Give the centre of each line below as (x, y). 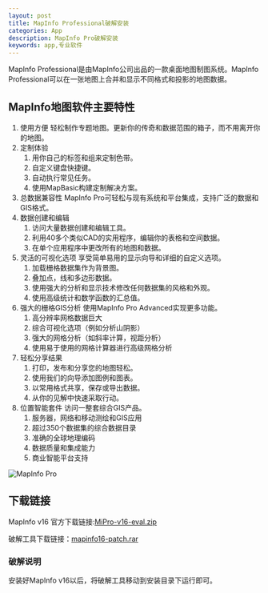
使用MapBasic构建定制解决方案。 (87, 187)
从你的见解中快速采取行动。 (78, 398)
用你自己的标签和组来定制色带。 (84, 158)
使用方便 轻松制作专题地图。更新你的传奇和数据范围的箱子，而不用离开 (136, 127)
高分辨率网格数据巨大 (67, 318)
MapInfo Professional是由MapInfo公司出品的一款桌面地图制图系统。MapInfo (134, 70)
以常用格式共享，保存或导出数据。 (88, 387)
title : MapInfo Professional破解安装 (69, 23)
